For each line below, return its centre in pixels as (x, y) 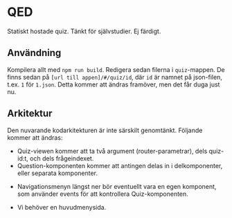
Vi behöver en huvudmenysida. (62, 207)
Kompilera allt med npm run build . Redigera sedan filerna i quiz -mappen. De (116, 69)
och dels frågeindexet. (62, 158)
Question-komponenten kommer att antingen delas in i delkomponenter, (120, 165)
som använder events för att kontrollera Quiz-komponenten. (102, 194)
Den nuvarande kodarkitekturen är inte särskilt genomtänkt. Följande (105, 130)
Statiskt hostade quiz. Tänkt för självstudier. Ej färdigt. (84, 31)
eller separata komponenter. (57, 173)
